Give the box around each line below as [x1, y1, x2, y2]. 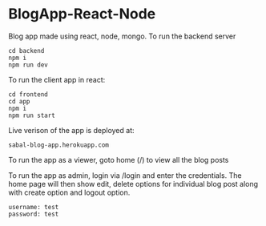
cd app [8, 97, 30, 105]
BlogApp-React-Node [8, 5, 156, 23]
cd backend [8, 46, 45, 54]
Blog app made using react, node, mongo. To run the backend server [8, 31, 236, 41]
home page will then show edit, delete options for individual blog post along [8, 179, 259, 188]
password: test [8, 210, 59, 218]
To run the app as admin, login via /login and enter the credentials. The [8, 170, 242, 180]
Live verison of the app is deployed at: [8, 125, 135, 135]
